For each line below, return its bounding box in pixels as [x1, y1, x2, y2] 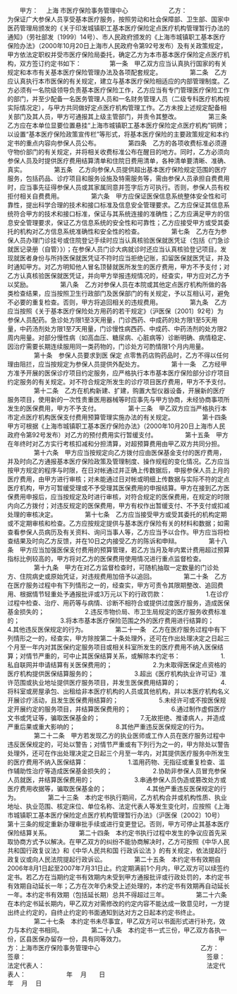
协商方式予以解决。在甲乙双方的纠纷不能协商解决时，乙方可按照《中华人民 [13, 838, 230, 845]
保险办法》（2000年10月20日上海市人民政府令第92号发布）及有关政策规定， [7, 42, 227, 50]
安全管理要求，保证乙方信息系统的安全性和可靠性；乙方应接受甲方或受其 [13, 219, 224, 226]
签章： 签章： [7, 952, 226, 961]
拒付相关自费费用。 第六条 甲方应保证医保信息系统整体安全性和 [7, 192, 221, 200]
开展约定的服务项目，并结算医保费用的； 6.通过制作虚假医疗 [13, 705, 227, 713]
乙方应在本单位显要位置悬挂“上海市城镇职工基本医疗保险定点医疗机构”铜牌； [7, 121, 229, 129]
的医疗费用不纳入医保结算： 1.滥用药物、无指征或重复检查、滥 [7, 758, 226, 766]
